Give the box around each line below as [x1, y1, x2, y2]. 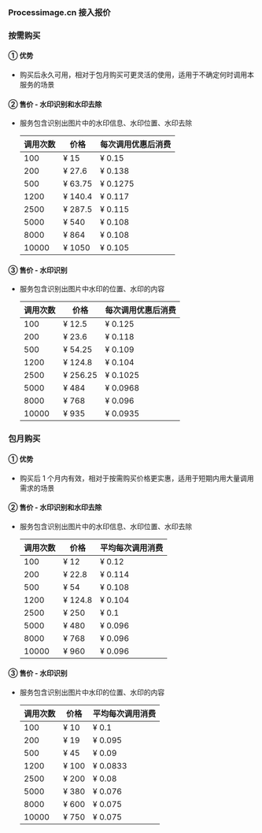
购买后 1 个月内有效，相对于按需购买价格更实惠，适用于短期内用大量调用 [19, 473, 254, 483]
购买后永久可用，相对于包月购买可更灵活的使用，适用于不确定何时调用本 [19, 70, 254, 80]
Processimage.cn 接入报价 [8, 6, 112, 17]
